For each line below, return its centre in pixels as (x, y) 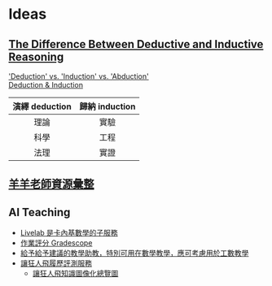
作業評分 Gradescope (56, 243)
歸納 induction (107, 106)
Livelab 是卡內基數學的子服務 (69, 233)
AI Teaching (39, 212)
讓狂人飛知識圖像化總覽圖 (75, 274)
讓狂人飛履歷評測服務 (56, 263)
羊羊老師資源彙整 (51, 184)
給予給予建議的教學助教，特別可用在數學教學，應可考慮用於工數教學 (134, 253)
